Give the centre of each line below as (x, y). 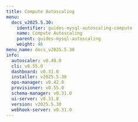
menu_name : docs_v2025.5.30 (41, 50)
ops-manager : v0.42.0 (38, 83)
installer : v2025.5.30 (39, 77)
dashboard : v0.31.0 (35, 72)
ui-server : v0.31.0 (35, 99)
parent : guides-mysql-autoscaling (59, 39)
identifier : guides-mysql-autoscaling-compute (75, 28)
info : (13, 55)
